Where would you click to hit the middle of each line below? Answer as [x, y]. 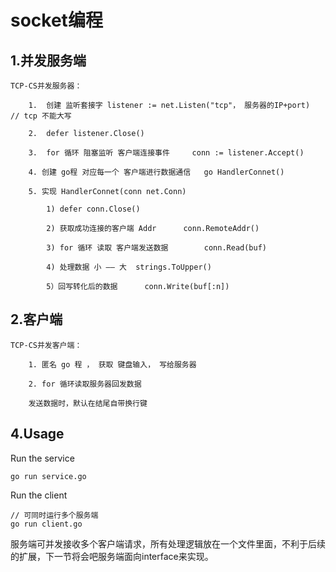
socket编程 [56, 20]
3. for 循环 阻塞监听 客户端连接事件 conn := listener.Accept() [166, 153]
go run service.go [48, 476]
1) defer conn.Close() [93, 209]
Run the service [42, 458]
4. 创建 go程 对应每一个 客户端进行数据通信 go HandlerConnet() [156, 172]
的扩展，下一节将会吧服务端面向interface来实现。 [112, 556]
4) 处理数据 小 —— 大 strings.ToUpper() [129, 267]
